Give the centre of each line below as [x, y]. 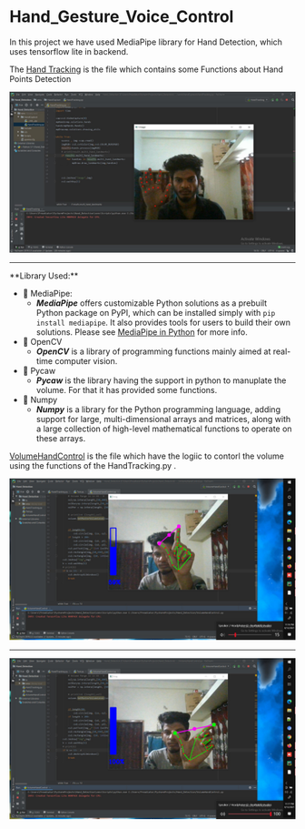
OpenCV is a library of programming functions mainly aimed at [153, 351]
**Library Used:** [44, 276]
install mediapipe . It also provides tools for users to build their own [163, 323]
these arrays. [61, 439]
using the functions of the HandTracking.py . [93, 466]
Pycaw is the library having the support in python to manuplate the [161, 380]
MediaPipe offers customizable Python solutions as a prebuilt [152, 303]
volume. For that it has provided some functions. [127, 390]
